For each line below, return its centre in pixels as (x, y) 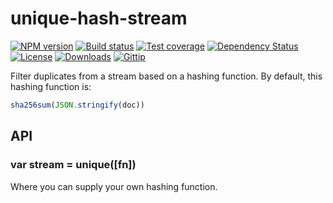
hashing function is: (51, 86)
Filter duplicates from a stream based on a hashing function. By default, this (166, 76)
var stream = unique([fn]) (73, 165)
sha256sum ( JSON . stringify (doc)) (77, 105)
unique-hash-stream (99, 18)
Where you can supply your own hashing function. (114, 186)
